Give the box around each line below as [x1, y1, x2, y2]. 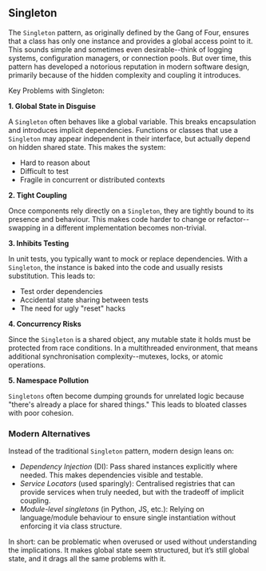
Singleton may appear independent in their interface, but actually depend [8, 134, 251, 143]
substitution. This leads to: [8, 271, 96, 280]
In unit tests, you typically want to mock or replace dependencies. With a [8, 254, 248, 263]
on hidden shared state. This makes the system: [8, 142, 166, 151]
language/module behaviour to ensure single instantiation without [19, 513, 236, 523]
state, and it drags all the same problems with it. [8, 554, 166, 564]
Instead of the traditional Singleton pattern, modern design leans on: [8, 446, 234, 456]
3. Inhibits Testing [8, 238, 69, 247]
